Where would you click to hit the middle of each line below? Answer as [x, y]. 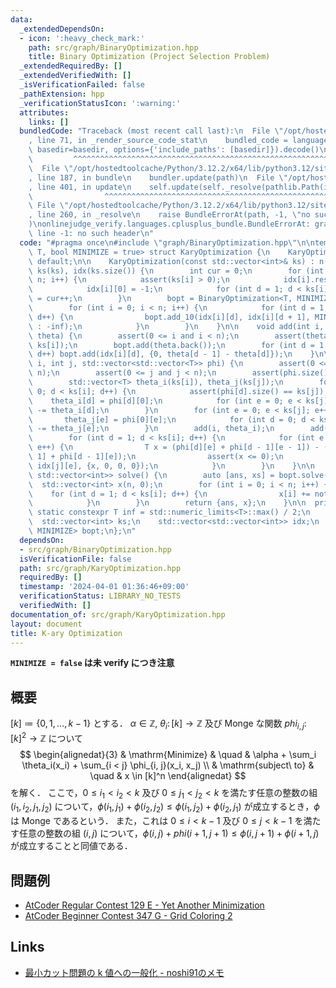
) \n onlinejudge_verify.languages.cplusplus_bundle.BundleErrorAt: [169, 224]
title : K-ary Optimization [66, 633]
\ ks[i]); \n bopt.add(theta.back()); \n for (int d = [171, 345]
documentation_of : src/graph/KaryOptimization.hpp [118, 614]
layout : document [46, 624]
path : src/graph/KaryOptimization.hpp [100, 568]
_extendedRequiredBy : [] [71, 66]
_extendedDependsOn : [62, 29]
